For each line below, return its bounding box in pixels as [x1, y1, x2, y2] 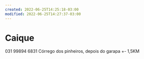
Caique [5, 32, 35, 44]
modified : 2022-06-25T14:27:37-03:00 [5, 12, 81, 16]
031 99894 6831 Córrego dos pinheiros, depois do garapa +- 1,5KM [5, 48, 140, 54]
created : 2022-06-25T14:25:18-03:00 [5, 7, 79, 12]
